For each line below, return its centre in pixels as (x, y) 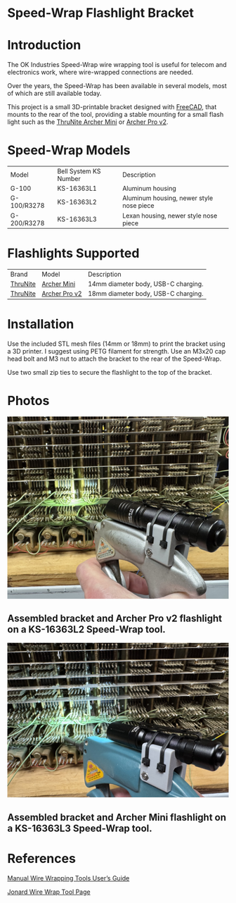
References (41, 858)
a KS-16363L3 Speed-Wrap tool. (80, 828)
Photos (28, 400)
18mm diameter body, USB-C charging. (145, 294)
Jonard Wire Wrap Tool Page (49, 892)
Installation (41, 324)
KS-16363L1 (77, 189)
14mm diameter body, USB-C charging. (145, 284)
